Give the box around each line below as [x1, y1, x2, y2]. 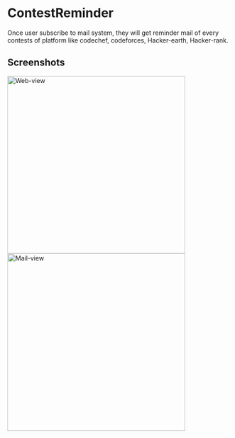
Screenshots [7, 57, 65, 69]
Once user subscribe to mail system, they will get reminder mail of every [7, 28, 219, 37]
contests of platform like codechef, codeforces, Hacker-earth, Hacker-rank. [7, 35, 229, 44]
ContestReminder [7, 5, 114, 21]
